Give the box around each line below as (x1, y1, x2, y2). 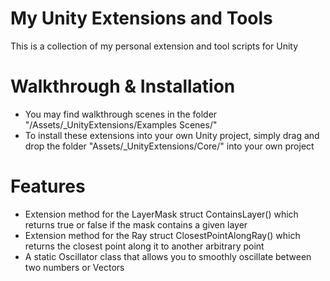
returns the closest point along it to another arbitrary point (24, 240, 265, 252)
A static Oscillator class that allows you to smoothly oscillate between (24, 250, 312, 262)
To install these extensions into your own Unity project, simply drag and (24, 129, 320, 141)
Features (10, 175, 86, 198)
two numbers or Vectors (24, 261, 125, 273)
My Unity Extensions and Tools (10, 7, 273, 30)
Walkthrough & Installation (10, 75, 236, 98)
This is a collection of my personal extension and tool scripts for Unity (10, 40, 299, 52)
